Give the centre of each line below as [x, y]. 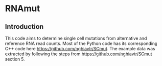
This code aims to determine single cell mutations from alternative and [76, 38]
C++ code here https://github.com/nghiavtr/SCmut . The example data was [80, 49]
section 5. [15, 59]
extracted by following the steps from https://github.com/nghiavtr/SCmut [79, 54]
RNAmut [23, 9]
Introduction [24, 27]
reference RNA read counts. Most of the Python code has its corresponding [81, 44]
